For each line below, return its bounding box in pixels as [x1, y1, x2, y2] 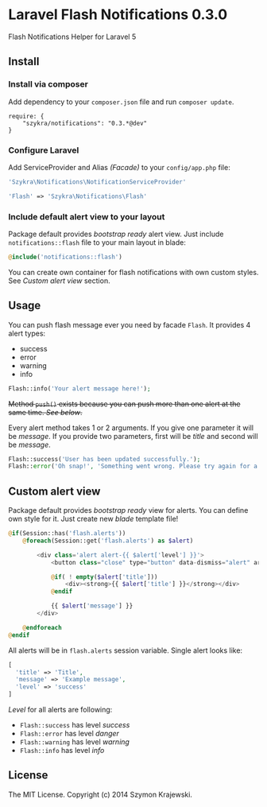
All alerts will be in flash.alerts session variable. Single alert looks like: [8, 646, 243, 655]
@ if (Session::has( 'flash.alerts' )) [8, 530, 126, 537]
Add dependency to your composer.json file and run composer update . [8, 97, 234, 107]
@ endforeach [22, 623, 62, 631]
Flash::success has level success [19, 720, 130, 730]
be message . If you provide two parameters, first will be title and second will [8, 431, 258, 440]
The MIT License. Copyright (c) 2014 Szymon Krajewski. [8, 790, 193, 799]
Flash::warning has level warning [19, 737, 130, 747]
